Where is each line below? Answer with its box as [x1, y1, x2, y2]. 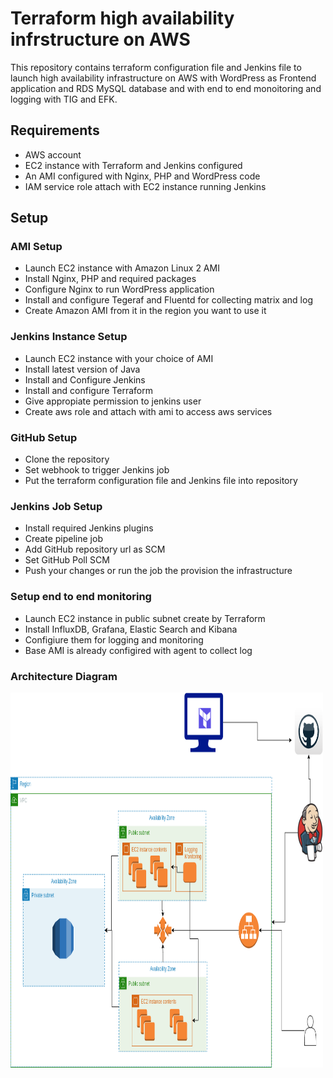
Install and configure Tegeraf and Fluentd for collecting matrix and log [24, 294, 313, 306]
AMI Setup [10, 240, 63, 254]
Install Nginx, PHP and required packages [24, 273, 197, 285]
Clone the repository [24, 453, 110, 466]
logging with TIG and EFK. [10, 93, 118, 105]
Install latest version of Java [24, 363, 141, 375]
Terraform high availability [10, 7, 235, 30]
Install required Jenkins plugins [24, 522, 154, 534]
